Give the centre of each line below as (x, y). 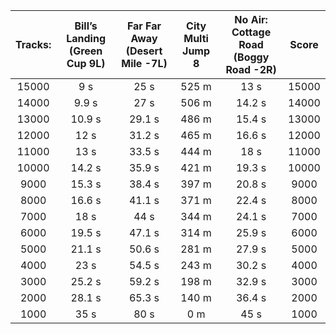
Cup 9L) (86, 63)
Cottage (251, 32)
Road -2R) (251, 69)
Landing (86, 38)
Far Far (144, 26)
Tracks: (33, 44)
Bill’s (86, 26)
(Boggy (251, 57)
